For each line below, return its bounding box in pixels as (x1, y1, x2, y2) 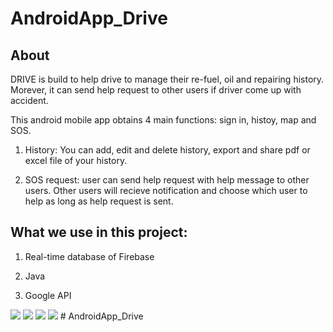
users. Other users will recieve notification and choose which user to (24, 185, 308, 196)
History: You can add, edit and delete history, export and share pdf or (24, 144, 311, 156)
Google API (24, 289, 72, 301)
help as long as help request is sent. (24, 195, 174, 207)
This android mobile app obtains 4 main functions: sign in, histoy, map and (10, 114, 317, 126)
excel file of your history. (24, 155, 128, 166)
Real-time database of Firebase (24, 250, 155, 262)
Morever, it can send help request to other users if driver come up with (10, 84, 302, 96)
